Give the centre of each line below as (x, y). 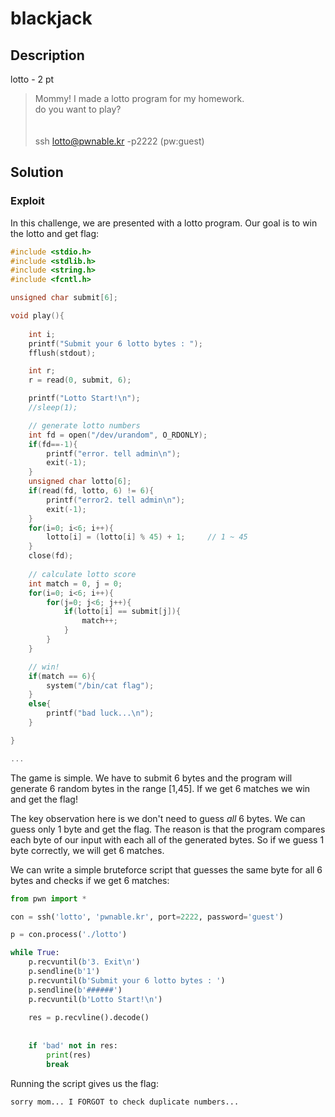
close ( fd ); (51, 556)
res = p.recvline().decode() (89, 1018)
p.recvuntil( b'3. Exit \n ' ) (84, 962)
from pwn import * (48, 898)
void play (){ (37, 316)
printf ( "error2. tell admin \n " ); (116, 500)
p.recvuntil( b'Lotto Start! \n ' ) (95, 999)
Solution (37, 172)
